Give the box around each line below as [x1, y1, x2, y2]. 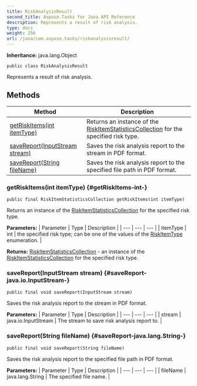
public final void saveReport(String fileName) [6, 345, 125, 351]
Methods [6, 90, 40, 100]
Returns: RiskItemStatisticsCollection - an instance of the [6, 248, 145, 255]
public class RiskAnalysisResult [6, 63, 88, 69]
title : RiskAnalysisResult [6, 8, 72, 15]
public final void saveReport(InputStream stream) [6, 289, 133, 295]
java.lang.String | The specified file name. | [6, 373, 110, 380]
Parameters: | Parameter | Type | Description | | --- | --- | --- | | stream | [6, 311, 181, 318]
